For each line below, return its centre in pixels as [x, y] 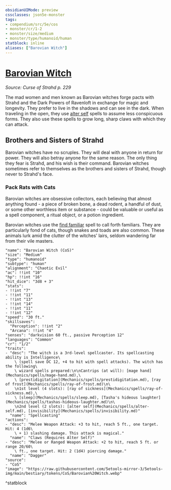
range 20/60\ [19, 447]
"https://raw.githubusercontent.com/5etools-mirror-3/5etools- [94, 469]
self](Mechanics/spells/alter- [116, 406]
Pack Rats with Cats [31, 188]
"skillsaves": [20, 322]
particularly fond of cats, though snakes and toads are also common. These [85, 230]
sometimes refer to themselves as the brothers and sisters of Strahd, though [86, 169]
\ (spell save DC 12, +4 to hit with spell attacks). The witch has [89, 362]
